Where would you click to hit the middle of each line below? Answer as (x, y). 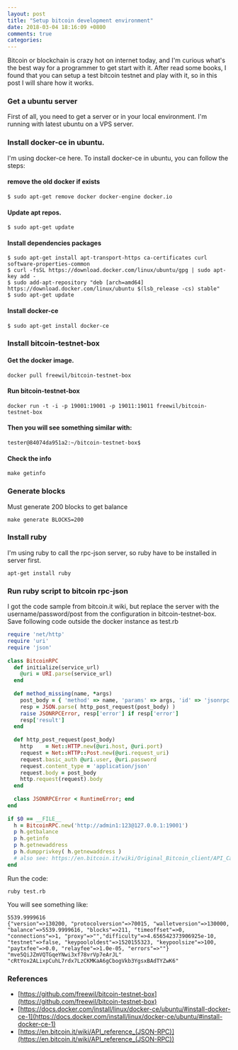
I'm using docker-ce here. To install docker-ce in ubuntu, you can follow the (118, 158)
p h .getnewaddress (41, 845)
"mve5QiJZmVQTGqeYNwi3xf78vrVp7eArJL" (64, 954)
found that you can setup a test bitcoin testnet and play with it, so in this (112, 76)
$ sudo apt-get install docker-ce (58, 326)
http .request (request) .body (61, 780)
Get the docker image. (41, 360)
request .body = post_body (58, 772)
